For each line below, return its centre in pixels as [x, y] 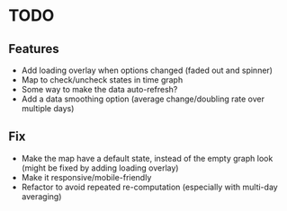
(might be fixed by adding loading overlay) [100, 168]
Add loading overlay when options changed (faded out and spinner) [147, 70]
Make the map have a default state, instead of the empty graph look [147, 158]
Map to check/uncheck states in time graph [102, 80]
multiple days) [48, 108]
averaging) [41, 196]
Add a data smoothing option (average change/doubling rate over [143, 99]
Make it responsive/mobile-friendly [86, 177]
